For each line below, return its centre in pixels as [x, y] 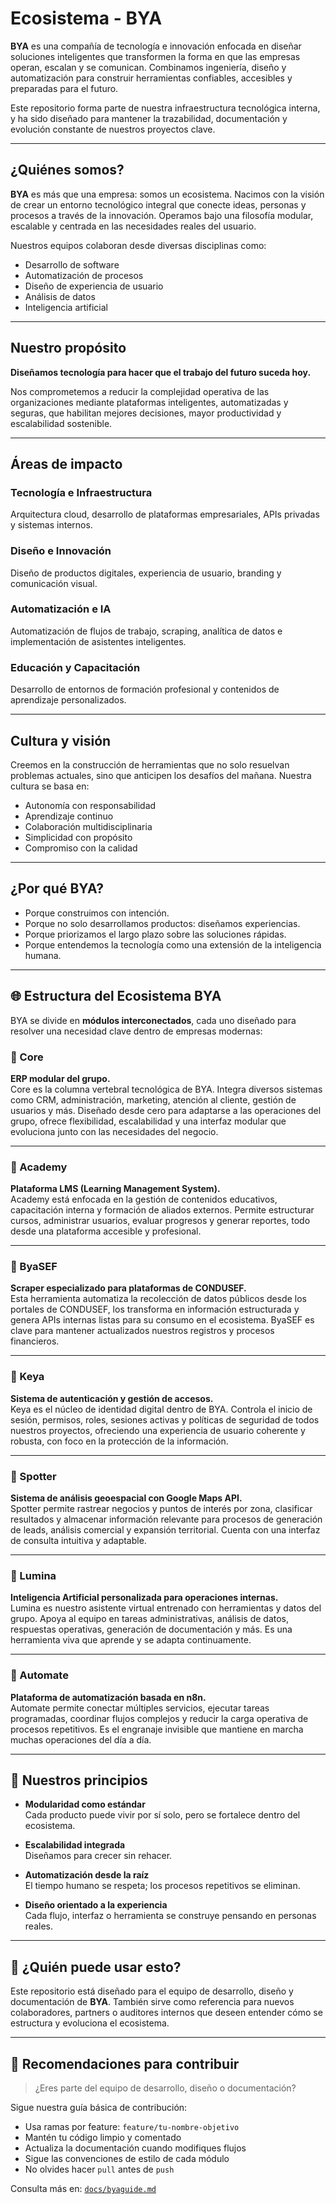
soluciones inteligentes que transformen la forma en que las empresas [155, 56]
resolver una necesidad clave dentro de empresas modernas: [136, 1031]
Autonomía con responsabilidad [90, 805]
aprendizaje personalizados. [68, 700]
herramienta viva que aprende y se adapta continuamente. [131, 1640]
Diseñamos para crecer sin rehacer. [98, 1856]
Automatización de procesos [84, 275]
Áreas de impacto [66, 463]
